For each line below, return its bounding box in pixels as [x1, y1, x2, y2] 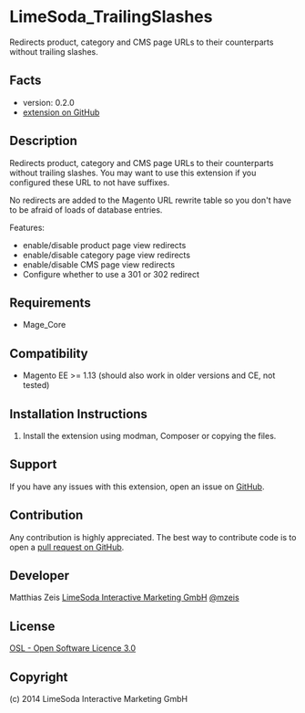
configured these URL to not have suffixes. [9, 176, 170, 188]
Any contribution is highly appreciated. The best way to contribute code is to [9, 531, 297, 542]
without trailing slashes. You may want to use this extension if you [9, 167, 257, 178]
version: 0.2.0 [22, 97, 75, 108]
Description [9, 133, 77, 149]
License [9, 618, 56, 634]
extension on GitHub [22, 107, 100, 118]
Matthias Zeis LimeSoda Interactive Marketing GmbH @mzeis [9, 592, 239, 603]
